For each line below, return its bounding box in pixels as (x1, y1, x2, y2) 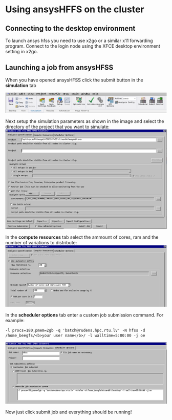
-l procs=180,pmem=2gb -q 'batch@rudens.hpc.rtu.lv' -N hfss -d (5, 328, 145, 333)
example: (5, 318, 25, 324)
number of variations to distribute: (5, 240, 77, 246)
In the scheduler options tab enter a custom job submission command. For (5, 312, 164, 318)
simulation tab (5, 82, 37, 88)
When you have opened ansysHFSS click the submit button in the (5, 77, 143, 83)
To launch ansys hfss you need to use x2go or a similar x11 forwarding (5, 37, 153, 44)
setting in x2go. (5, 49, 38, 54)
